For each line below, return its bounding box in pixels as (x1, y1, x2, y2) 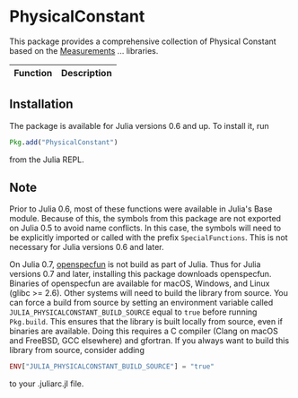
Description (61, 66, 112, 79)
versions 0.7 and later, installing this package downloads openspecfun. (9, 269, 272, 280)
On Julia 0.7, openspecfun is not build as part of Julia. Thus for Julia (9, 259, 261, 270)
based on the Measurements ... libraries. (9, 45, 159, 56)
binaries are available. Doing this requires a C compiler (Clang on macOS (9, 325, 278, 337)
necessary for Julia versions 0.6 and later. (9, 242, 164, 253)
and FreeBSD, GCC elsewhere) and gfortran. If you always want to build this (9, 335, 290, 346)
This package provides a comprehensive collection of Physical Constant (9, 36, 276, 47)
